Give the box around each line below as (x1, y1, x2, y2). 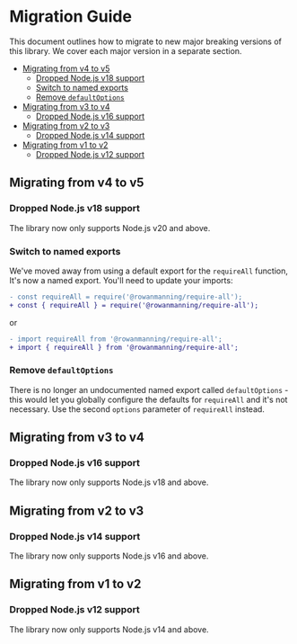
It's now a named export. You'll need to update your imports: (9, 274, 233, 285)
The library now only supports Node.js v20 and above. (9, 222, 211, 233)
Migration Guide (9, 6, 133, 27)
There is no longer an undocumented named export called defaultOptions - (9, 384, 289, 395)
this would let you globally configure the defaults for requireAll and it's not (9, 394, 288, 405)
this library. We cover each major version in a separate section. (9, 45, 242, 56)
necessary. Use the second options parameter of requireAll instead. (9, 403, 265, 415)
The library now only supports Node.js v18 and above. (9, 477, 209, 487)
